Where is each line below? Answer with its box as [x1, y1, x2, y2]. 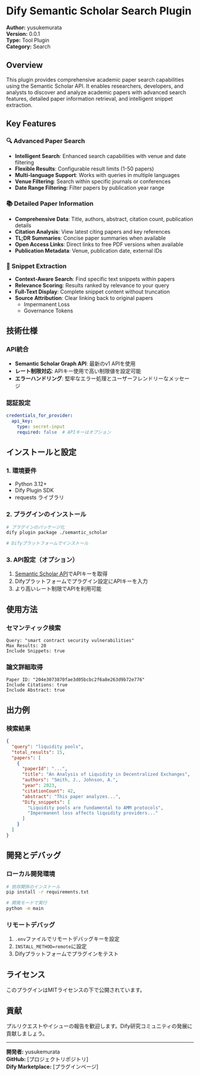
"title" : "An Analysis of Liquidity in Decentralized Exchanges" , [21, 771, 190, 777]
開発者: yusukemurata [6, 1048, 61, 1055]
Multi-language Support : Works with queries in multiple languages [14, 172, 180, 179]
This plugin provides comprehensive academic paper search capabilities [6, 76, 185, 83]
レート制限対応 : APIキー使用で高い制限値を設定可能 [14, 367, 142, 374]
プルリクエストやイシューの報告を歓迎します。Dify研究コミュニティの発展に [6, 1022, 193, 1030]
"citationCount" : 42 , [21, 788, 76, 794]
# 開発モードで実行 [6, 900, 48, 906]
